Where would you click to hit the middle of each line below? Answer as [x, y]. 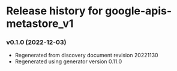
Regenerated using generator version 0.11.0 [68, 61]
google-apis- [138, 11]
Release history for [55, 11]
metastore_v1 [40, 24]
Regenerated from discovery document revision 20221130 [86, 55]
